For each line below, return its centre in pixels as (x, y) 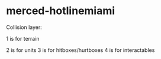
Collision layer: (24, 27)
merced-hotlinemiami (61, 11)
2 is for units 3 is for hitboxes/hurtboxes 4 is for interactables (80, 50)
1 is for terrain (23, 38)
